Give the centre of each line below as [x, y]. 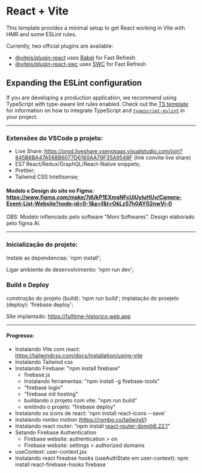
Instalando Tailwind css [44, 362]
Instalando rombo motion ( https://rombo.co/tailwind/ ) [81, 420]
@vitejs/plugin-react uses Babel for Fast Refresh [75, 57]
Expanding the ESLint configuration [74, 83]
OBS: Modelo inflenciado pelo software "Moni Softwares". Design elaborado [100, 217]
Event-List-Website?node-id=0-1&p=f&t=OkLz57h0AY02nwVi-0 [89, 203]
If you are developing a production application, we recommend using [91, 97]
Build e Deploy [28, 285]
